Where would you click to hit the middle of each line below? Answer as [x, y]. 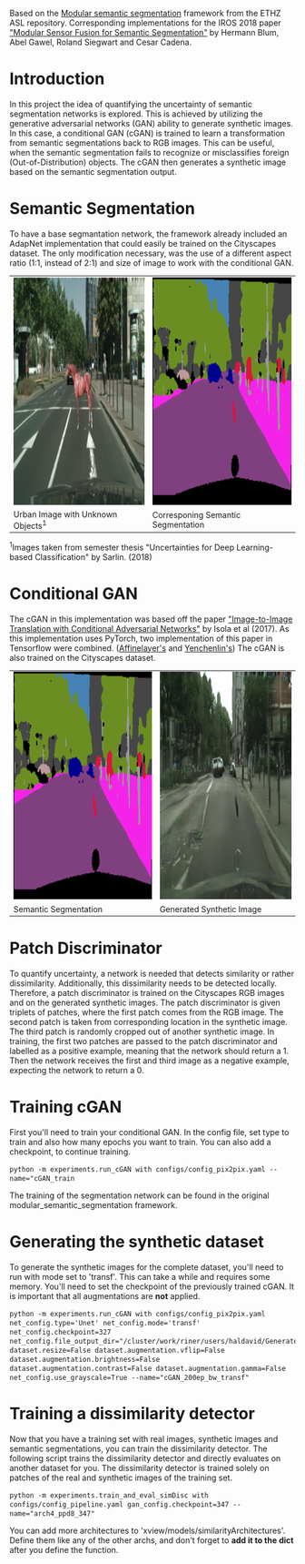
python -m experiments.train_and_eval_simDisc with [109, 1495]
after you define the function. [64, 1549]
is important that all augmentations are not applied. [105, 1295]
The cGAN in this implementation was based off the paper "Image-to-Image [151, 619]
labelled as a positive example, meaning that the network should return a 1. [149, 1051]
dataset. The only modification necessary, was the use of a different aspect [151, 253]
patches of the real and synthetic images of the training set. [121, 1478]
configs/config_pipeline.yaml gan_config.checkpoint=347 [119, 1504]
